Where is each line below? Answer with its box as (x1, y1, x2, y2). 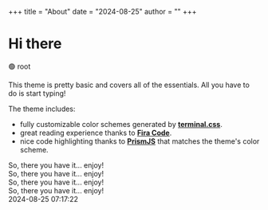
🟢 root (8, 61, 31, 71)
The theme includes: (8, 104, 76, 113)
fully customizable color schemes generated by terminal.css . (19, 119, 223, 129)
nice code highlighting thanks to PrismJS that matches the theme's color (19, 136, 260, 146)
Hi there (8, 35, 62, 53)
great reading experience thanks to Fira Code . (19, 128, 172, 137)
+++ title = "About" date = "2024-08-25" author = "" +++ (8, 7, 197, 16)
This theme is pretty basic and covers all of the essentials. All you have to (8, 80, 250, 89)
